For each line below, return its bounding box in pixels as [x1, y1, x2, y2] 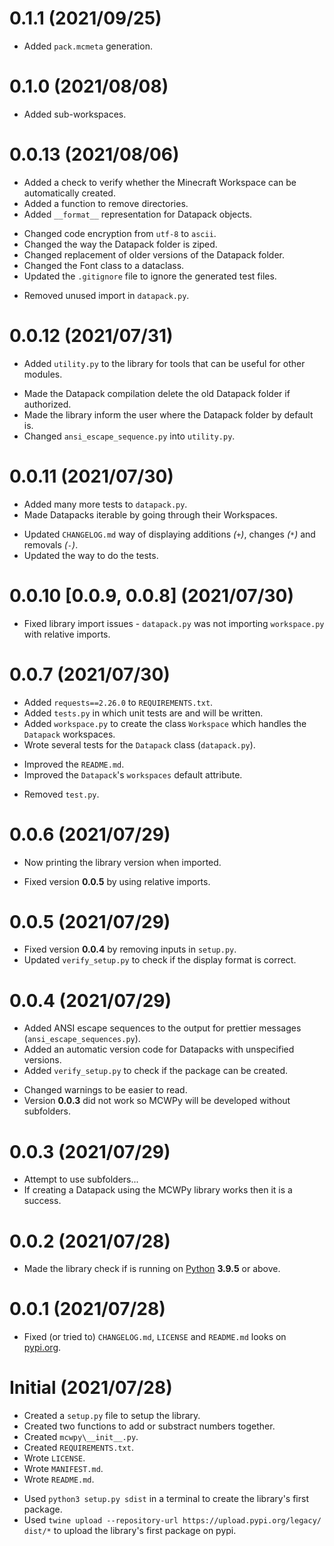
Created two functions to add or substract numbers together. [23, 1420, 276, 1432]
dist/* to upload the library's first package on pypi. [23, 1525, 237, 1537]
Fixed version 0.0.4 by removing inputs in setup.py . [23, 943, 237, 956]
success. [23, 1195, 62, 1207]
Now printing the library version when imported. [23, 856, 222, 868]
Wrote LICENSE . [23, 1452, 86, 1464]
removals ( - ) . [23, 538, 79, 551]
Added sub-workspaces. [23, 108, 127, 120]
